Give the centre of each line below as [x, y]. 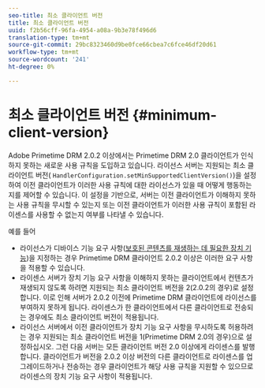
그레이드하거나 [42, 366]
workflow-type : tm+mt [44, 52]
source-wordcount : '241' [49, 60]
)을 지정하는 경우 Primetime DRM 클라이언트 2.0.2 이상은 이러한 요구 [132, 258]
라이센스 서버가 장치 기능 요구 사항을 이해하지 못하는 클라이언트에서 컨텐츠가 [136, 278]
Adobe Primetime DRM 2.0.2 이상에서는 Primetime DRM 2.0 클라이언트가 [123, 155]
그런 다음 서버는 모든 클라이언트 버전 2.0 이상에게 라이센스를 [148, 346]
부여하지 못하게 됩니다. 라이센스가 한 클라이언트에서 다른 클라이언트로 [126, 307]
